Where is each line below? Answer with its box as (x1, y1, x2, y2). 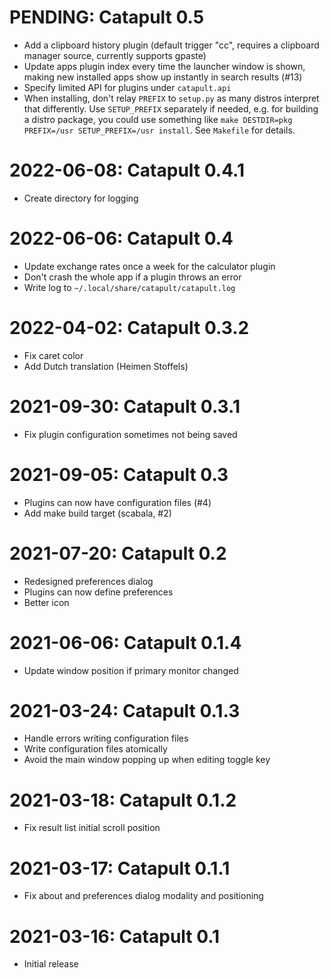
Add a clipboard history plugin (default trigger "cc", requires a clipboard (23, 39, 320, 51)
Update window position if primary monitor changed (23, 664, 239, 676)
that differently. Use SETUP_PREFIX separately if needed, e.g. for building (23, 102, 319, 115)
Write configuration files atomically (23, 743, 168, 755)
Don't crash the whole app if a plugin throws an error (23, 271, 242, 283)
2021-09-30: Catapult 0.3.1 (9, 395, 241, 418)
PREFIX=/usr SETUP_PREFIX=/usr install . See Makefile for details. (23, 124, 296, 136)
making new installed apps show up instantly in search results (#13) (23, 71, 303, 83)
